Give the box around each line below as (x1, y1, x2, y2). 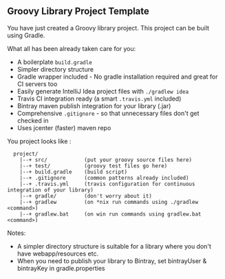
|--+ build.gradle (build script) (19, 168, 128, 175)
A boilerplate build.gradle (17, 58, 93, 66)
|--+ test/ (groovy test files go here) (19, 162, 168, 169)
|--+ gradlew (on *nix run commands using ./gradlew (19, 198, 198, 205)
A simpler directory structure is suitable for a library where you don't (17, 242, 212, 250)
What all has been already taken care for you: (7, 44, 136, 52)
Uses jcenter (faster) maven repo (17, 123, 111, 132)
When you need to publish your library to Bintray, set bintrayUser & (17, 256, 207, 265)
